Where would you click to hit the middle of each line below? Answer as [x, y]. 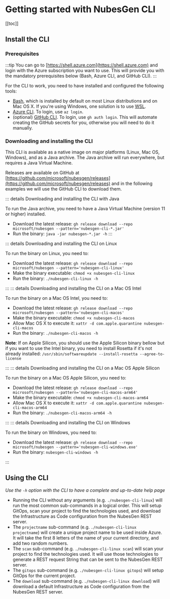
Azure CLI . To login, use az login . [48, 112]
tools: [11, 91]
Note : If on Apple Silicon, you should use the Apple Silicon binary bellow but [85, 343]
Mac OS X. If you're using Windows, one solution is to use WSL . [79, 106]
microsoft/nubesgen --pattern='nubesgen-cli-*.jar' [68, 229]
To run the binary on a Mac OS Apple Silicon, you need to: [66, 377]
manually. [23, 128]
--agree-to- [152, 354]
